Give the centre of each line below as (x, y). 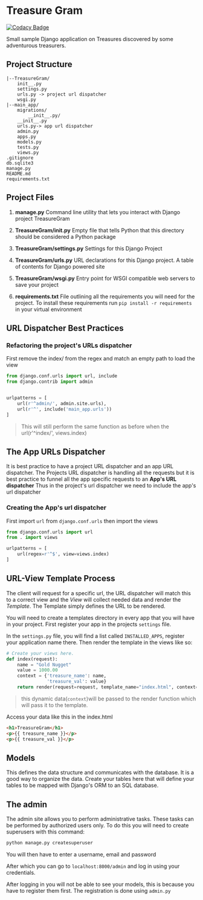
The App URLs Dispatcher (56, 452)
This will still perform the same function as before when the (95, 426)
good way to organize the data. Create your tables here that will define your (100, 779)
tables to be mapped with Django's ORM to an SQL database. (82, 785)
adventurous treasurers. (36, 45)
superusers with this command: (45, 832)
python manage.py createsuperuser (50, 843)
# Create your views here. (40, 653)
